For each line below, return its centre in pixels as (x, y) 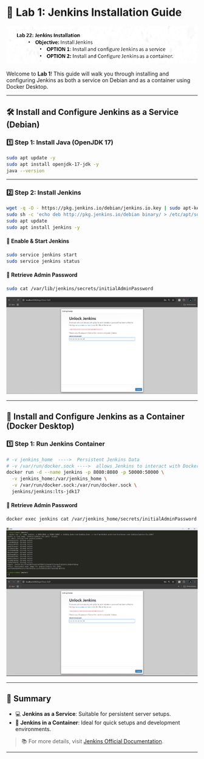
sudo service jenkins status (43, 261)
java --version (25, 171)
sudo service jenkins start (42, 255)
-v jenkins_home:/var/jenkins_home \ (59, 479)
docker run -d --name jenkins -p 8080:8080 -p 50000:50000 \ (85, 473)
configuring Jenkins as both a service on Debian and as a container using (98, 80)
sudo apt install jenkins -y (43, 227)
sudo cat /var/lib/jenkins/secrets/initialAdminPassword (80, 288)
